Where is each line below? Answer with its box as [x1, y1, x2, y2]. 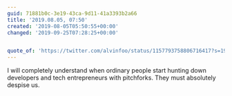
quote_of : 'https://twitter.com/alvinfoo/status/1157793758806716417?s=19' [7, 47, 230, 55]
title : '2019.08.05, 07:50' [7, 16, 88, 23]
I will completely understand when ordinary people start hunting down [7, 67, 207, 75]
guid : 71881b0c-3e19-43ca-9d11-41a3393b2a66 [7, 10, 137, 17]
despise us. [7, 81, 40, 89]
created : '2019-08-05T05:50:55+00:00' [7, 23, 119, 29]
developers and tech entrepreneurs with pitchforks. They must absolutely [7, 73, 216, 82]
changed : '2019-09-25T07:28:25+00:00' [7, 29, 119, 36]
